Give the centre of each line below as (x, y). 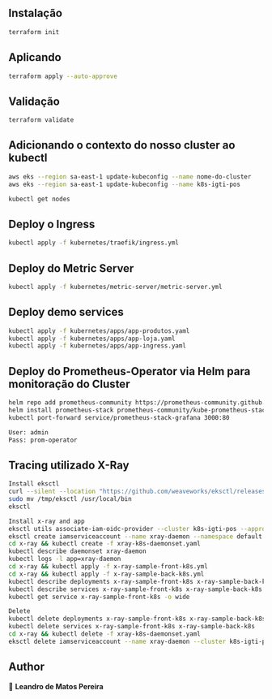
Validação (34, 101)
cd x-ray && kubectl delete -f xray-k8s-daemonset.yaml (104, 634)
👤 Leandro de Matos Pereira (56, 686)
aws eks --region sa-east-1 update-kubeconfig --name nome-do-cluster (130, 177)
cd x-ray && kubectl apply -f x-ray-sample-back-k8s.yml (106, 574)
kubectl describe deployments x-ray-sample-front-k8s (101, 581)
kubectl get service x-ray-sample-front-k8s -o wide (99, 597)
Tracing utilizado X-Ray (69, 465)
